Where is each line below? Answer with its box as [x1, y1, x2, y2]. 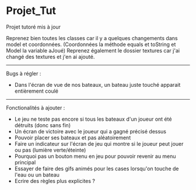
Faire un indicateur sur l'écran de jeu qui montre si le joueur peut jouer [14, 140, 184, 147]
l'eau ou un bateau [14, 171, 60, 178]
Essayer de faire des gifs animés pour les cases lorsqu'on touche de [14, 165, 179, 172]
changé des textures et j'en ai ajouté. [6, 53, 95, 60]
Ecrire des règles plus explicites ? [14, 177, 95, 184]
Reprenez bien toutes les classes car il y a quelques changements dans [6, 34, 178, 41]
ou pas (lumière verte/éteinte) [14, 146, 86, 153]
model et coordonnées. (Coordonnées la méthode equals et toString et [6, 41, 176, 48]
